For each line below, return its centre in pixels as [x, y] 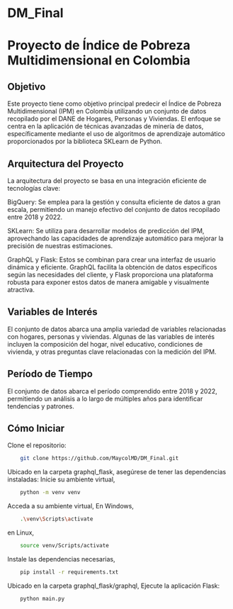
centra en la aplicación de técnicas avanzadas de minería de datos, [106, 126]
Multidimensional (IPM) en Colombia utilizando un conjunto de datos [107, 111]
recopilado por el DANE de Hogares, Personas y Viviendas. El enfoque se [114, 119]
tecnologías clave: [34, 188]
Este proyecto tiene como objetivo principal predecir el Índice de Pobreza [114, 104]
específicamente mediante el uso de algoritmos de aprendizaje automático [116, 134]
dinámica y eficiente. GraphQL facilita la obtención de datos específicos [112, 267]
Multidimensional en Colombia [99, 61]
